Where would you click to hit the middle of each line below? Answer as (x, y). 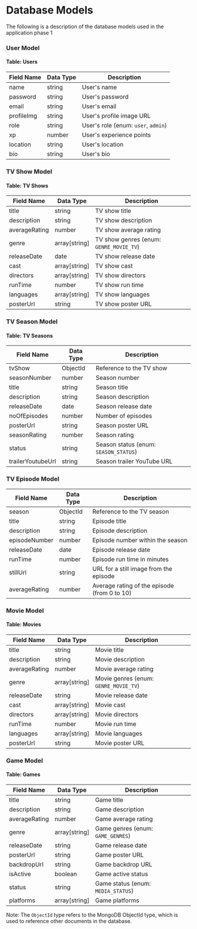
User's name (99, 87)
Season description (123, 397)
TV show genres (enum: (128, 239)
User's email (99, 106)
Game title (109, 800)
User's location (103, 144)
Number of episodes (124, 416)
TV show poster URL (124, 304)
